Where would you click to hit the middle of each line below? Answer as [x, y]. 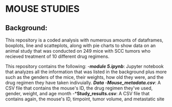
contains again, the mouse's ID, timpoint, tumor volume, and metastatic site [85, 99]
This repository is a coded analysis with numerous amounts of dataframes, [84, 40]
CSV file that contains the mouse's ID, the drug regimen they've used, [79, 88]
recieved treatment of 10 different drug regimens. [57, 56]
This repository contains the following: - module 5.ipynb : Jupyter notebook [84, 66]
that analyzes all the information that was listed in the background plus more [86, 72]
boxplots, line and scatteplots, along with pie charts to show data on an [81, 46]
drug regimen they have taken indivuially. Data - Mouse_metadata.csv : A [83, 83]
